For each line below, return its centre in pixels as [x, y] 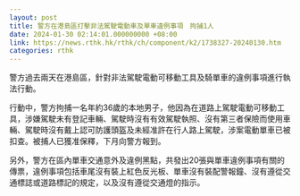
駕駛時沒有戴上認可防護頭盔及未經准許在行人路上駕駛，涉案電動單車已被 [158, 130]
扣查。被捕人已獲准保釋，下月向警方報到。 [87, 141]
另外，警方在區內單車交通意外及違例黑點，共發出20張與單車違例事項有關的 [147, 160]
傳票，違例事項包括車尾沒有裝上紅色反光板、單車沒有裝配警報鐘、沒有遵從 [146, 172]
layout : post [33, 17]
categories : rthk [42, 51]
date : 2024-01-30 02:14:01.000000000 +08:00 [93, 34]
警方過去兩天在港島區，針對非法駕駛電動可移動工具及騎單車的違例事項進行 [146, 78]
